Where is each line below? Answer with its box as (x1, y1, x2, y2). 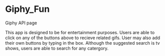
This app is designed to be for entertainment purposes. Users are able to (5, 29, 155, 35)
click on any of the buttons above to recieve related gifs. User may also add (5, 35, 161, 41)
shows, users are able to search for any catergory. (5, 45, 109, 51)
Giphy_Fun (5, 3, 50, 15)
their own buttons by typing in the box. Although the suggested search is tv (5, 40, 160, 46)
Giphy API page (5, 20, 37, 26)
